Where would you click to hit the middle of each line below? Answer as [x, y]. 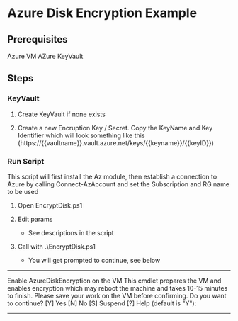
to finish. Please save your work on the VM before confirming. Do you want [117, 295]
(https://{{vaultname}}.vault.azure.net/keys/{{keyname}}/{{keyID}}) [116, 142]
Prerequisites [38, 39]
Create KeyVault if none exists [62, 114]
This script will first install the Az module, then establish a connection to [112, 176]
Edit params [35, 219]
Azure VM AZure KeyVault [45, 56]
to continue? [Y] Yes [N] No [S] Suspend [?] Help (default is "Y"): [102, 303]
